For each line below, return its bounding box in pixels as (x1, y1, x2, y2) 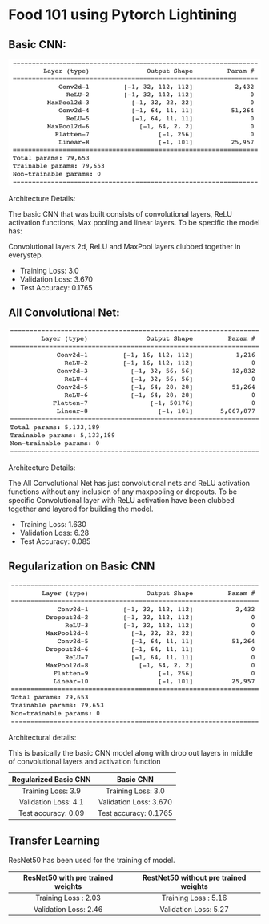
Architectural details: (8, 732, 77, 743)
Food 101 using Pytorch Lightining (8, 6, 238, 24)
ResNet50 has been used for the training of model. (8, 855, 175, 865)
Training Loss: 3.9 (22, 786, 82, 796)
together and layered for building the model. (8, 504, 154, 513)
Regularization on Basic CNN (8, 560, 155, 573)
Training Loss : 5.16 (161, 893, 227, 903)
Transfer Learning (8, 834, 100, 848)
